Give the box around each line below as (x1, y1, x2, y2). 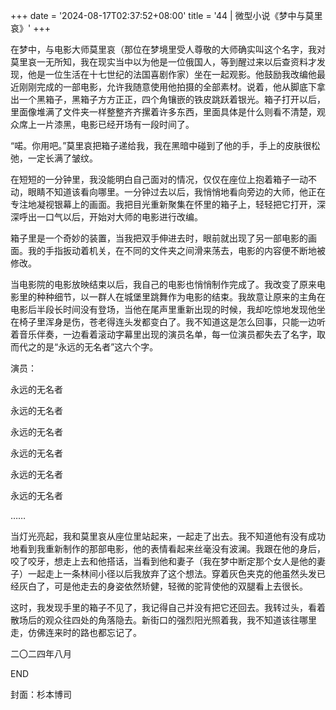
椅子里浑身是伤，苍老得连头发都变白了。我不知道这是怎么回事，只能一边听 (18, 316, 326, 328)
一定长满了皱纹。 (27, 152, 98, 164)
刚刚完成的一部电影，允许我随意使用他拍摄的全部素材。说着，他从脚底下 (18, 81, 317, 93)
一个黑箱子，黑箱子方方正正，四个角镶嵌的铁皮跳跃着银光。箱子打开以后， (18, 94, 326, 105)
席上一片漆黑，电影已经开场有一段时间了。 (18, 119, 195, 130)
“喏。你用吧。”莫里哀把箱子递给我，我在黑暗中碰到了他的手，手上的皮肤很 (10, 140, 312, 151)
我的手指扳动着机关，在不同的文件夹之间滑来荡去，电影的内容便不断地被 (27, 245, 326, 256)
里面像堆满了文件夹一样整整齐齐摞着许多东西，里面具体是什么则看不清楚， (10, 106, 317, 118)
